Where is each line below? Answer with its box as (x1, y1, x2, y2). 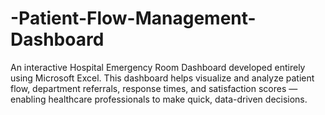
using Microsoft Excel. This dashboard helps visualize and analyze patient (10, 72, 315, 84)
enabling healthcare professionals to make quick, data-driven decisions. (10, 93, 308, 105)
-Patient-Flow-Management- (10, 7, 257, 30)
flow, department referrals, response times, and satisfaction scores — (10, 82, 298, 94)
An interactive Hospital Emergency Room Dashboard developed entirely (10, 61, 306, 73)
